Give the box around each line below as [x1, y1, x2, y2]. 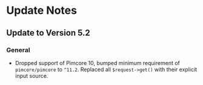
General [6, 46, 30, 54]
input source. [15, 72, 48, 79]
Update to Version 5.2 [6, 28, 91, 38]
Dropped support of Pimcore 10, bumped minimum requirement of [15, 59, 180, 66]
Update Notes [6, 4, 78, 17]
